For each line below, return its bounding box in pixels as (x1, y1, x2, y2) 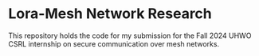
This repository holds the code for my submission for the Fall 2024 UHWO (8, 31, 252, 40)
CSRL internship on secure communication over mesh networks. (8, 39, 220, 48)
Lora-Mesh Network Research (8, 5, 213, 23)
